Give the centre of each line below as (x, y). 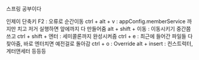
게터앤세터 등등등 (26, 51)
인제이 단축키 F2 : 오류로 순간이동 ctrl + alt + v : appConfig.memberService (96, 21)
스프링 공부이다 (24, 9)
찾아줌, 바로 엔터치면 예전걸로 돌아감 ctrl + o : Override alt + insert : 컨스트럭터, (99, 44)
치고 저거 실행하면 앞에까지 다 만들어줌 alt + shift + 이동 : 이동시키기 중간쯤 (104, 29)
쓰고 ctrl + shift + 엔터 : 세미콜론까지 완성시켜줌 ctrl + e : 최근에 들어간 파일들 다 (99, 36)
